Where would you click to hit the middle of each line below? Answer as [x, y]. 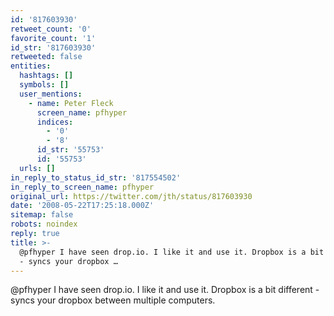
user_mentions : [51, 94]
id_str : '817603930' [53, 47]
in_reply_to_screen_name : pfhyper [82, 187]
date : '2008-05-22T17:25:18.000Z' [82, 206]
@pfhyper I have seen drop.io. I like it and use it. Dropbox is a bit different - [165, 290]
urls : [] [37, 168]
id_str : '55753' [70, 150]
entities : [31, 66]
